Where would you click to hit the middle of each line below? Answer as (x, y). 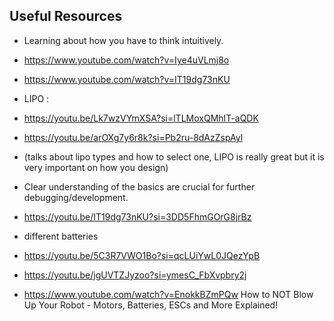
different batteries (61, 236)
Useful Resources (66, 16)
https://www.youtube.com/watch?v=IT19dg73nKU (127, 79)
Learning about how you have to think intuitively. (123, 40)
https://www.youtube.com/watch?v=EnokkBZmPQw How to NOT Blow (168, 294)
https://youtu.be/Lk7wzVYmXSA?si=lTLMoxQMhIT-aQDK (141, 118)
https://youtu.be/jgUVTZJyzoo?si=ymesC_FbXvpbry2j (135, 275)
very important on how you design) (96, 167)
